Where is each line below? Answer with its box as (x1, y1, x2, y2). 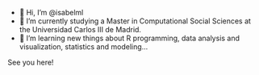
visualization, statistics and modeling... (19, 42, 148, 52)
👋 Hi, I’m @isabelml (19, 8, 84, 17)
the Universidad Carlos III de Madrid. (19, 25, 142, 34)
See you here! (7, 57, 54, 67)
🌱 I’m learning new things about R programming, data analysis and (19, 33, 240, 43)
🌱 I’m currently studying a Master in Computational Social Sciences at (19, 16, 252, 26)
